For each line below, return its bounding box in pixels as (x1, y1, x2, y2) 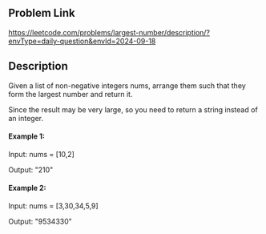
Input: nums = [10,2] (8, 149, 75, 159)
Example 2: (8, 184, 46, 193)
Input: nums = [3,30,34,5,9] (8, 201, 99, 211)
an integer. (8, 113, 44, 123)
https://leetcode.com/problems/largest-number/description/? (8, 27, 211, 37)
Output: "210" (8, 164, 54, 175)
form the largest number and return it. (8, 89, 133, 99)
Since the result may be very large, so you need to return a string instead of (8, 104, 258, 115)
